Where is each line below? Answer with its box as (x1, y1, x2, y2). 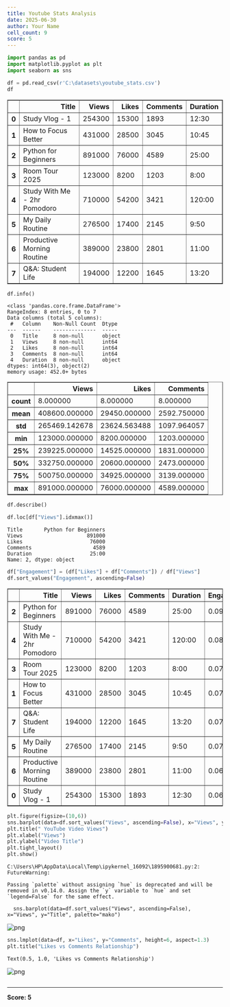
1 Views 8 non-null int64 (10, 339, 118, 346)
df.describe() (7, 501, 48, 508)
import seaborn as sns (7, 67, 72, 74)
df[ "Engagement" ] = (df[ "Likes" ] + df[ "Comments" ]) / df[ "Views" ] (7, 569, 201, 576)
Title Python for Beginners (7, 526, 106, 534)
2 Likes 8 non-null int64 (10, 344, 118, 352)
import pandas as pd (7, 54, 66, 62)
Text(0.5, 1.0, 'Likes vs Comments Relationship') (7, 955, 155, 962)
